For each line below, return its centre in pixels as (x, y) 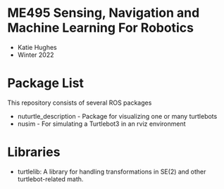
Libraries (34, 152)
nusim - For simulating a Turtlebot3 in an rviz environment (101, 124)
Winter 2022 (36, 55)
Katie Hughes (37, 47)
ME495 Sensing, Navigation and (104, 13)
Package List (46, 83)
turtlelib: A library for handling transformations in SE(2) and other (112, 171)
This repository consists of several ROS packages (80, 103)
